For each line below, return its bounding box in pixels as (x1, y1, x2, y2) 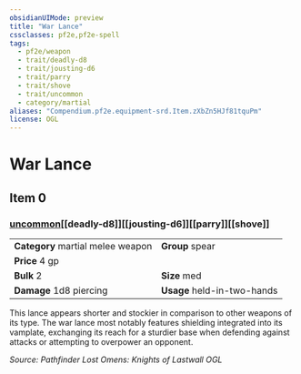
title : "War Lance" (9, 22, 84, 31)
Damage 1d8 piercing (14, 284, 108, 297)
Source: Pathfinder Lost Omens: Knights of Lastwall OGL (9, 354, 223, 365)
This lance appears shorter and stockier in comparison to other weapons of (9, 308, 293, 318)
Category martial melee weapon (14, 240, 153, 252)
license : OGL (9, 115, 59, 124)
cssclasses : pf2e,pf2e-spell (9, 30, 120, 39)
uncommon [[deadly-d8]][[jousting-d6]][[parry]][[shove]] (9, 217, 270, 230)
